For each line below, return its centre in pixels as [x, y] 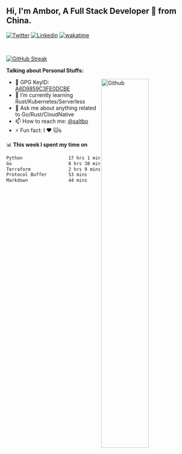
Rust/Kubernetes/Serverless [50, 101]
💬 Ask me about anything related [55, 108]
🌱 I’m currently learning [44, 95]
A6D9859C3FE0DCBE [42, 88]
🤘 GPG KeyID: [32, 82]
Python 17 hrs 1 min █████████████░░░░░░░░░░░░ [93, 158]
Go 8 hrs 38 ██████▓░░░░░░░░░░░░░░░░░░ [93, 163]
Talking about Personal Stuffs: [45, 70]
